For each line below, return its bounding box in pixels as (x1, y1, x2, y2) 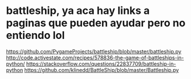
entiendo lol (6, 29, 65, 42)
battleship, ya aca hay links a (6, 4, 150, 17)
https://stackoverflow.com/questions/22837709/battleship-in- (26, 60, 176, 67)
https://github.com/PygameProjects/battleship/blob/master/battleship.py (6, 48, 182, 55)
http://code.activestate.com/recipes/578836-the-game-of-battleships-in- (6, 54, 185, 61)
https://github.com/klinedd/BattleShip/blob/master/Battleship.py (24, 66, 179, 73)
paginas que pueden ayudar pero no (6, 16, 186, 30)
